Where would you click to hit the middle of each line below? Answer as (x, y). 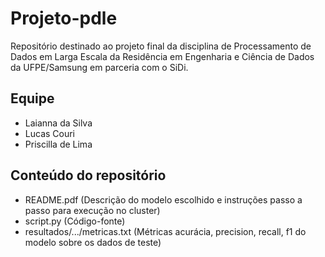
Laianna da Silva (58, 123)
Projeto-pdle (64, 18)
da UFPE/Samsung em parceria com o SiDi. (99, 67)
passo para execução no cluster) (92, 210)
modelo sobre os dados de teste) (93, 242)
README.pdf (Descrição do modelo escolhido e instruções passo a (163, 199)
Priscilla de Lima (58, 144)
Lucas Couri (50, 133)
